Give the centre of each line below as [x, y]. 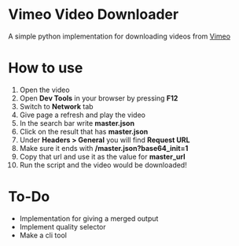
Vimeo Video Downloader [94, 15]
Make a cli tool [43, 235]
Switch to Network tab [56, 106]
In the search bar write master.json [77, 123]
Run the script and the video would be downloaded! [103, 165]
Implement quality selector [63, 226]
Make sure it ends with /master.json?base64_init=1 [104, 148]
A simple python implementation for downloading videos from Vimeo [119, 36]
